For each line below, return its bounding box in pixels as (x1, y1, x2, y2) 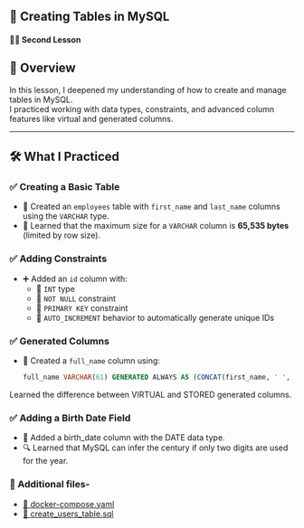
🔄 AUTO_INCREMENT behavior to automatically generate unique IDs (35, 312, 274, 323)
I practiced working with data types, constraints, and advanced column (9, 103, 274, 114)
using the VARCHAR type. (22, 211, 110, 222)
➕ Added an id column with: (22, 273, 128, 284)
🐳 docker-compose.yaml (22, 498, 115, 509)
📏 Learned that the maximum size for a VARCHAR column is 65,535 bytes (22, 221, 290, 231)
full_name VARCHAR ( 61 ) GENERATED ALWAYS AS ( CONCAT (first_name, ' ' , (22, 372, 291, 382)
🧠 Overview (9, 61, 76, 76)
